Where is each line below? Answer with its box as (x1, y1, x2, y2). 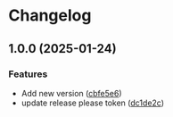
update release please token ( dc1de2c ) (21, 97, 165, 108)
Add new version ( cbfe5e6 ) (21, 88, 122, 98)
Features (8, 68, 48, 80)
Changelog (8, 5, 92, 26)
